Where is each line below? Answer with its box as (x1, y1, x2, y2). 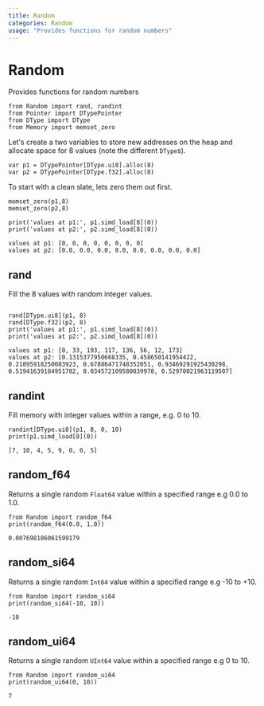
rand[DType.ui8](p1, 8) (8, 312, 87, 320)
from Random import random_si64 (8, 592, 115, 600)
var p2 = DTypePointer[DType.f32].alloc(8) (8, 168, 155, 176)
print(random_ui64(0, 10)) (8, 678, 98, 686)
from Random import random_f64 (8, 513, 112, 521)
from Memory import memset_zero (8, 124, 115, 131)
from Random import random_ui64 (8, 671, 115, 680)
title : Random (8, 11, 56, 20)
